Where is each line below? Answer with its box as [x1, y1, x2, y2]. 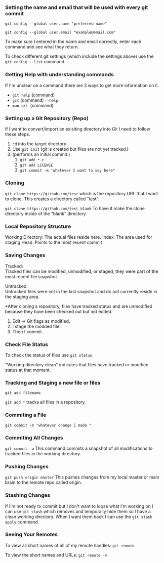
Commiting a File [5, 412, 46, 419]
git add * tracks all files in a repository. [5, 399, 86, 405]
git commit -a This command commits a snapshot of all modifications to [5, 445, 153, 451]
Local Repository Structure [5, 223, 71, 230]
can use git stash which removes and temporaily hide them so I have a [5, 508, 151, 514]
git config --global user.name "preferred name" [5, 21, 107, 26]
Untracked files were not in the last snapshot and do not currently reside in [5, 288, 158, 294]
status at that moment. [5, 367, 51, 373]
